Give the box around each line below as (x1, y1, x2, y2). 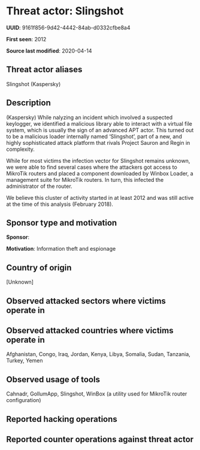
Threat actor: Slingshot (6, 4, 124, 18)
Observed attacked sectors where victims (6, 296, 166, 306)
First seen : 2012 (6, 35, 47, 42)
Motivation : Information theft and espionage (6, 245, 116, 253)
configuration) (6, 397, 41, 404)
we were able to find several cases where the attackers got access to (6, 163, 178, 171)
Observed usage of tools (6, 374, 101, 384)
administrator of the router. (6, 183, 73, 190)
